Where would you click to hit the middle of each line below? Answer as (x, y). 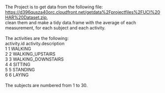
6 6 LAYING (17, 75)
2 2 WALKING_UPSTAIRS (30, 54)
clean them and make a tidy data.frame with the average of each (71, 23)
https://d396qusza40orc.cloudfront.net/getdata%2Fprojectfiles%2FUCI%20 (83, 12)
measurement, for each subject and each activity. (55, 28)
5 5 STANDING (20, 70)
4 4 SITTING (18, 64)
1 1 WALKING (18, 49)
